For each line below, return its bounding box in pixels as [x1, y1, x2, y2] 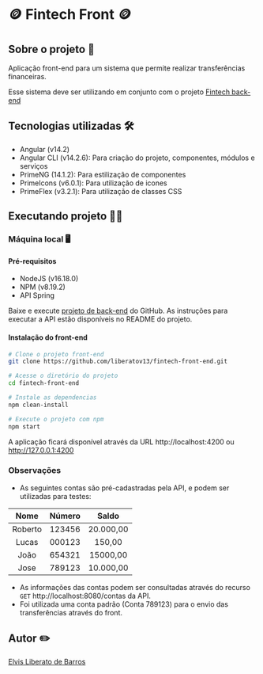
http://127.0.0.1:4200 [8, 445, 74, 455]
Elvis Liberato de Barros [8, 657, 86, 666]
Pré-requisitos [8, 256, 57, 265]
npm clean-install [8, 401, 69, 409]
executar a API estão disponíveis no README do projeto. [8, 314, 193, 324]
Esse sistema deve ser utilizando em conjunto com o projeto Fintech [8, 87, 231, 97]
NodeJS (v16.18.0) [19, 274, 79, 284]
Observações [8, 465, 62, 476]
